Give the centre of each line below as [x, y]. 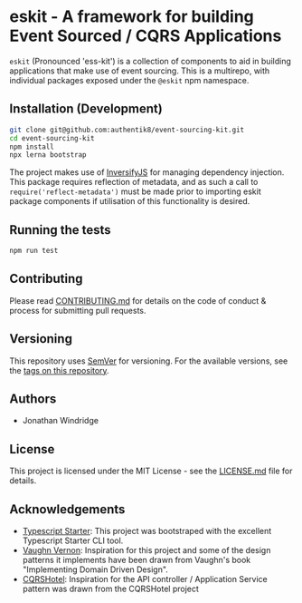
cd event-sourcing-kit [52, 138]
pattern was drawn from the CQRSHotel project [110, 588]
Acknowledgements [67, 509]
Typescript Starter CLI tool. [73, 540]
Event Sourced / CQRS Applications [146, 36]
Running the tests [60, 230]
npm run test [34, 251]
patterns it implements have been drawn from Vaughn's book [137, 560]
